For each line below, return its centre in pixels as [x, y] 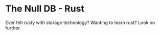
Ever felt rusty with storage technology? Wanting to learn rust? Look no [80, 22]
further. [13, 27]
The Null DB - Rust [45, 9]
